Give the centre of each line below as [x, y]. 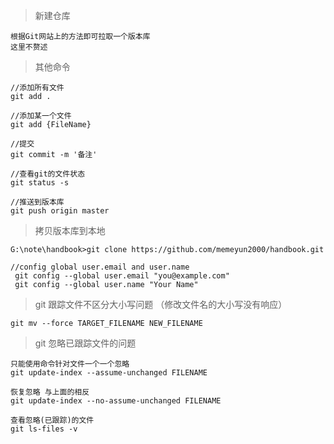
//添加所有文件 [37, 88]
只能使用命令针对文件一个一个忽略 [70, 364]
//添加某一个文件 [41, 116]
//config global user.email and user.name [100, 267]
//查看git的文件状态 [48, 174]
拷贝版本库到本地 [70, 230]
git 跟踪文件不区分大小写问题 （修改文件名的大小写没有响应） [161, 304]
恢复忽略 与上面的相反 [50, 392]
